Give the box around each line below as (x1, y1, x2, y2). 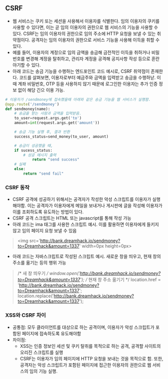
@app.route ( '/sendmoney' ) (5, 101, 59, 107)
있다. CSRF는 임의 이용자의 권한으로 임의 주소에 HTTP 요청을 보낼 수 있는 (12, 30, 156, 37)
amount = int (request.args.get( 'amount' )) (14, 120, 100, 125)
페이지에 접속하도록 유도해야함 (22, 330, 81, 336)
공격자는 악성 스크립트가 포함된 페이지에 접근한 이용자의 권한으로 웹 (20, 361, 151, 368)
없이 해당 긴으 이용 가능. (18, 87, 65, 93)
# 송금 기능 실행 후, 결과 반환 (14, 130, 70, 135)
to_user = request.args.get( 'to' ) (14, 115, 82, 121)
